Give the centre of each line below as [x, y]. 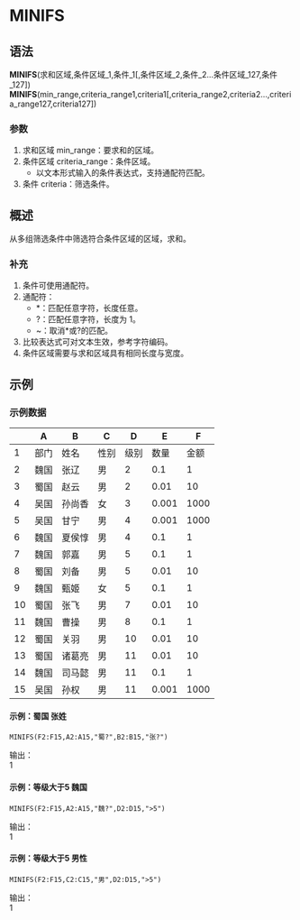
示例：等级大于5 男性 [49, 859]
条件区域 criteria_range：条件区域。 [89, 161]
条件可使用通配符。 [58, 286]
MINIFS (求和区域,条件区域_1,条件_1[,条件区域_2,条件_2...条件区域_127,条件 [143, 74]
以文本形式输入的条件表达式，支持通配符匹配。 [123, 173]
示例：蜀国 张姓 [38, 716]
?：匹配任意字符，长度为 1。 [88, 319]
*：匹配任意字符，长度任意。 [89, 308]
